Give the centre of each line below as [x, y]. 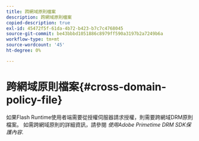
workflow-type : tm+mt [33, 39]
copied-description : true [38, 23]
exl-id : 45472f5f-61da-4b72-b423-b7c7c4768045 [65, 28]
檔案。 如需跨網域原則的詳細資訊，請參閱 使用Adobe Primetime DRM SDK [96, 124]
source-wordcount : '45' [36, 45]
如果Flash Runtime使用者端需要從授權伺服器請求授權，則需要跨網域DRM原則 [99, 117]
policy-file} [34, 100]
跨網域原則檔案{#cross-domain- [86, 87]
